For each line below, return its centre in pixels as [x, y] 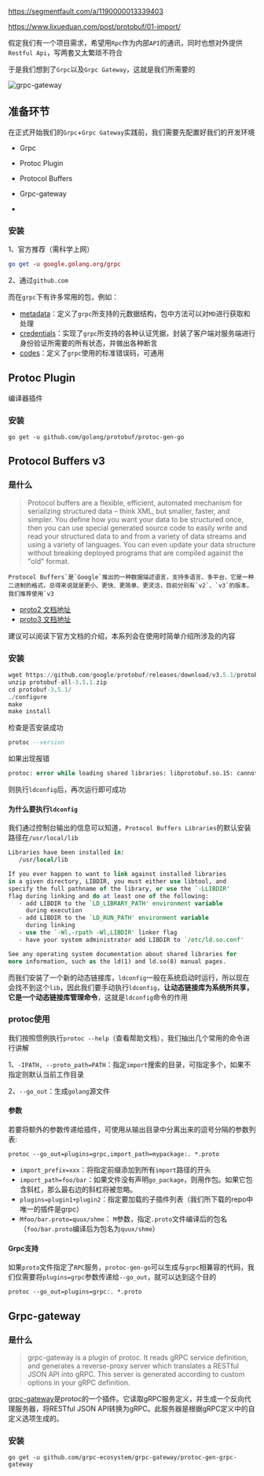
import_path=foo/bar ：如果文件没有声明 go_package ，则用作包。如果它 [132, 1180]
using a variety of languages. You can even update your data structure [141, 544]
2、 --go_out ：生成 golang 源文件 [59, 1091]
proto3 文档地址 [45, 619]
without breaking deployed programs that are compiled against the [135, 553]
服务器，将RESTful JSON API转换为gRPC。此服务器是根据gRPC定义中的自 [135, 1408]
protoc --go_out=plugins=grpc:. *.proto [75, 1292]
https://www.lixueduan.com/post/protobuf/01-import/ [94, 26]
